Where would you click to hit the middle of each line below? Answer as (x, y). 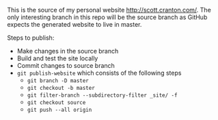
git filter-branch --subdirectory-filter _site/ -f (102, 95)
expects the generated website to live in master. (74, 24)
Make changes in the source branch (68, 51)
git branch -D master (58, 81)
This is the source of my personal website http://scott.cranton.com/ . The (109, 10)
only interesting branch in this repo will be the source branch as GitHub (107, 17)
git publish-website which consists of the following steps (99, 73)
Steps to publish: (31, 38)
